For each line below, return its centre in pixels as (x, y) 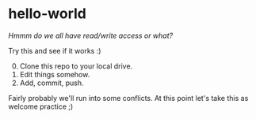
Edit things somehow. (55, 74)
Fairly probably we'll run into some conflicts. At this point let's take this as (128, 98)
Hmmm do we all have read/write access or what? (90, 35)
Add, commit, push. (52, 83)
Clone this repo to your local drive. (76, 66)
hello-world (48, 14)
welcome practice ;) (41, 106)
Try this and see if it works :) (55, 50)
